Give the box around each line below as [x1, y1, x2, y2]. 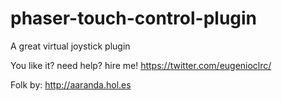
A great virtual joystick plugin [10, 40, 131, 52]
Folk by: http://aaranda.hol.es [10, 78, 132, 91]
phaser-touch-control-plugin [10, 7, 258, 30]
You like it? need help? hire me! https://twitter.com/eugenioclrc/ [10, 59, 272, 71]
